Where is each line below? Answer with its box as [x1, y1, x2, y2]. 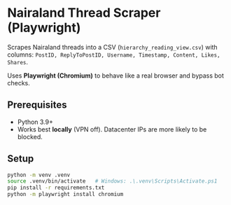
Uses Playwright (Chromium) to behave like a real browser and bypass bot [7, 71, 224, 80]
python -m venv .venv [7, 171, 71, 178]
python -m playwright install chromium [7, 191, 124, 198]
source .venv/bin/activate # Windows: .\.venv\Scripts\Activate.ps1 [7, 178, 218, 185]
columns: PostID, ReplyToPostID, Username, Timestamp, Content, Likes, [7, 50, 220, 59]
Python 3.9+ [17, 118, 54, 126]
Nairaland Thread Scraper [7, 5, 161, 21]
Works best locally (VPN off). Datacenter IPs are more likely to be [17, 125, 207, 134]
